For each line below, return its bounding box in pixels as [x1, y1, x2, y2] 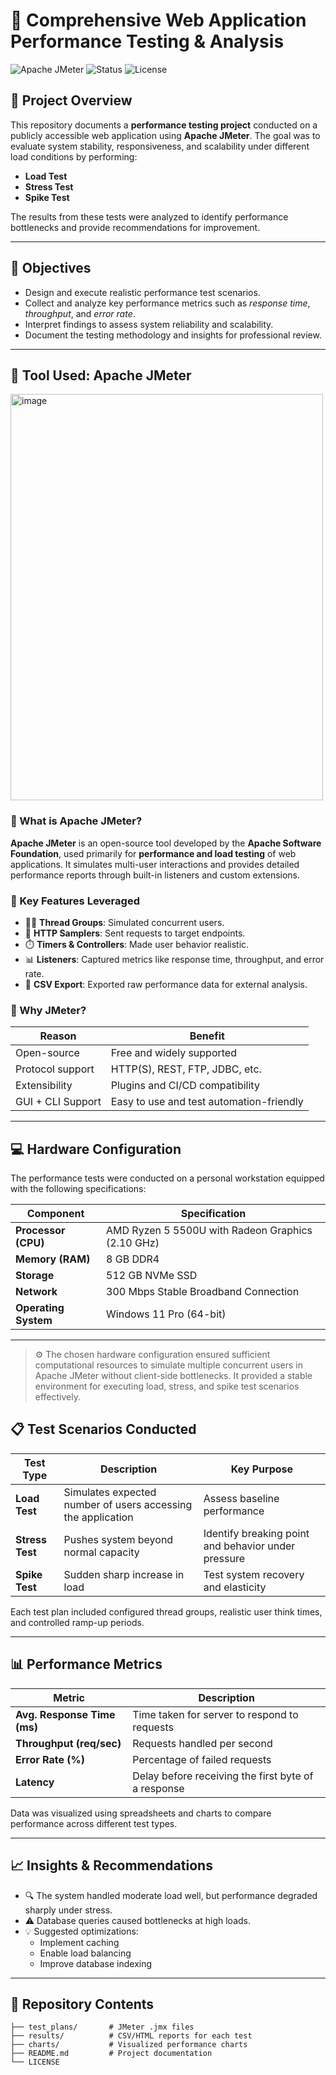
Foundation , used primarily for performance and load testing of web [10, 847, 297, 859]
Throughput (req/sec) [15, 1736, 122, 1750]
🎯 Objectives [10, 260, 92, 277]
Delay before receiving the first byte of [132, 1769, 314, 1783]
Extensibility [15, 1079, 73, 1093]
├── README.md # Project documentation [10, 2049, 213, 2059]
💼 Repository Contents [10, 1995, 155, 2013]
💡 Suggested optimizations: [24, 1925, 139, 1937]
